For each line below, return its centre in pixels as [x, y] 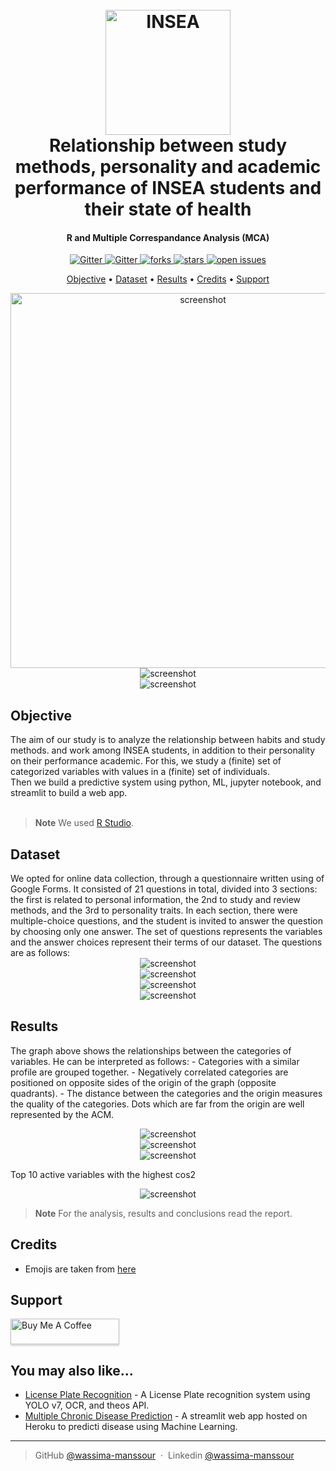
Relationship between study [168, 145]
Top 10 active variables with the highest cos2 [103, 1174]
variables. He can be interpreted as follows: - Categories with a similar [155, 1061]
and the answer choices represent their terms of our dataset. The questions [166, 942]
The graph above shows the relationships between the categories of [151, 1050]
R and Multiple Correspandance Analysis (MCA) [168, 237]
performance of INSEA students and [168, 188]
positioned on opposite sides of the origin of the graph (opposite [143, 1082]
